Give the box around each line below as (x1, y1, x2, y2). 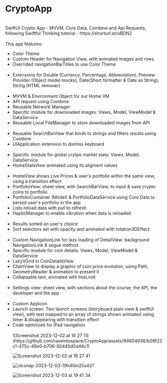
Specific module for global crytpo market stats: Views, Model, (12, 151, 140, 158)
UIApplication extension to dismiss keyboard (12, 141, 104, 147)
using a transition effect (12, 178, 61, 184)
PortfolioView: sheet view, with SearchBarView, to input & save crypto (12, 183, 156, 189)
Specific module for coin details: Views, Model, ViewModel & (12, 247, 138, 253)
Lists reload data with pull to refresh (12, 205, 86, 211)
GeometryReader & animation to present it (12, 268, 99, 274)
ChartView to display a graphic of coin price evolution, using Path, (12, 263, 149, 269)
